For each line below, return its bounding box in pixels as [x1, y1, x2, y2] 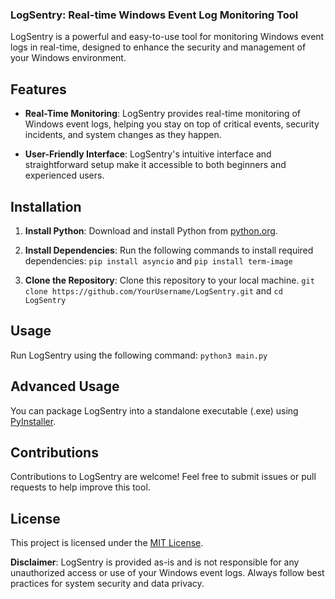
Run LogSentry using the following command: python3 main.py [10, 349, 268, 361]
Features [10, 81, 67, 98]
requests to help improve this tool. [10, 481, 151, 493]
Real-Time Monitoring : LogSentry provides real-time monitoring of [24, 108, 302, 120]
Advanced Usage [10, 378, 120, 395]
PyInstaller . [10, 415, 57, 427]
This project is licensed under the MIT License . [10, 537, 204, 549]
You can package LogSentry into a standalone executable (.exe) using [10, 404, 299, 417]
